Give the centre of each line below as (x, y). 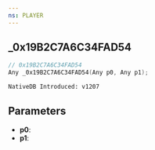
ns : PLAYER (26, 15)
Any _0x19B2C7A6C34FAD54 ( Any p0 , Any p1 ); (78, 73)
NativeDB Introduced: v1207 (54, 87)
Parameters (37, 111)
